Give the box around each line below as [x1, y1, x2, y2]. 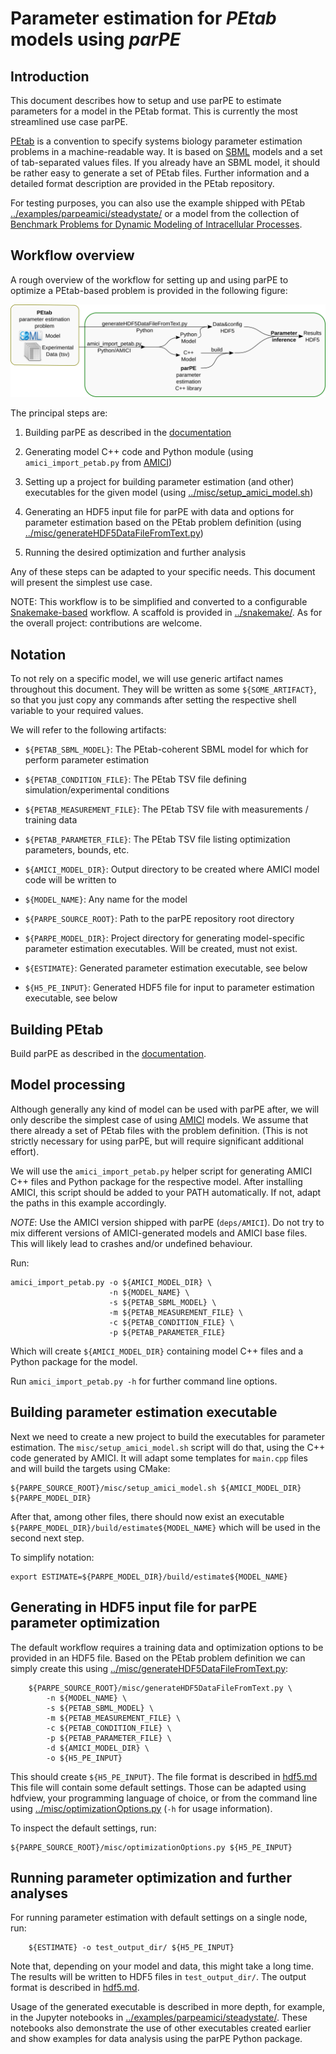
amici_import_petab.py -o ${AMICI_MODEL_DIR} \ [10, 1277, 213, 1287]
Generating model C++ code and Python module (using [24, 446, 254, 458]
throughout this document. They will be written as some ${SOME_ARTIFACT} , [10, 683, 317, 696]
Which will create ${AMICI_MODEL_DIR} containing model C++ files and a [10, 1345, 304, 1357]
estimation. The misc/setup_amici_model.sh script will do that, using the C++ [10, 1441, 326, 1453]
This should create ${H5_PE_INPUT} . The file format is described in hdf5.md [10, 1770, 318, 1782]
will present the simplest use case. [10, 577, 153, 589]
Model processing [10, 1077, 126, 1094]
